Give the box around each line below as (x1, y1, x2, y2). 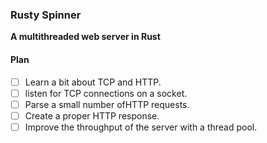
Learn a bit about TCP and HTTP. (24, 76, 162, 88)
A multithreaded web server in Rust (10, 31, 161, 43)
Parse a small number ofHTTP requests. (24, 98, 190, 110)
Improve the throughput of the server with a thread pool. (24, 121, 258, 133)
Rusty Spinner (10, 8, 82, 22)
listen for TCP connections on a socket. (24, 87, 188, 99)
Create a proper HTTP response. (24, 109, 160, 122)
